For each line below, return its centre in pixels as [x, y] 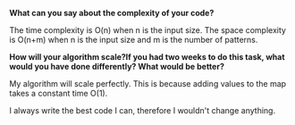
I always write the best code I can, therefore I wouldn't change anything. [142, 110]
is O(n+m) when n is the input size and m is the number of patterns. [134, 40]
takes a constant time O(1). [59, 93]
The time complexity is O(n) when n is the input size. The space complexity [147, 30]
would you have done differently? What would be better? [117, 67]
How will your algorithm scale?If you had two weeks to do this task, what [147, 57]
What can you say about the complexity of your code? [112, 13]
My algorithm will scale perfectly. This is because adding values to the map [148, 83]
